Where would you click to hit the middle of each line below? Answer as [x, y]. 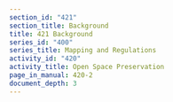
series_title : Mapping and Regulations [83, 51]
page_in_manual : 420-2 [51, 75]
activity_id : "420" [45, 59]
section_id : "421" [43, 17]
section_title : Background [59, 26]
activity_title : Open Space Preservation [87, 67]
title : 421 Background [51, 34]
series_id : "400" [41, 42]
